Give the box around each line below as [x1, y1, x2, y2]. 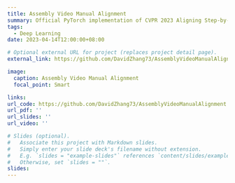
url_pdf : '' [7, 107, 42, 114]
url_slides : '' [7, 114, 52, 121]
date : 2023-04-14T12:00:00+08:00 [7, 36, 105, 43]
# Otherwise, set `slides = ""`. [7, 158, 111, 165]
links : [7, 94, 27, 101]
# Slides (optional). [7, 133, 71, 140]
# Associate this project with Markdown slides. [7, 139, 158, 146]
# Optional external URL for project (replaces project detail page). [7, 49, 218, 56]
